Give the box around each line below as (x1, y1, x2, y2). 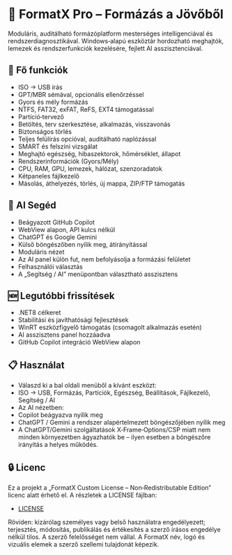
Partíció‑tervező (17, 112, 65, 121)
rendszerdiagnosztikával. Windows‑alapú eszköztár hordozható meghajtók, (8, 36, 224, 45)
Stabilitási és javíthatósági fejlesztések (17, 316, 129, 324)
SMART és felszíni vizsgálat (17, 142, 98, 151)
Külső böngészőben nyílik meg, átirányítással (17, 240, 148, 248)
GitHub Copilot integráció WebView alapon (17, 338, 141, 347)
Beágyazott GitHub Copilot (17, 218, 95, 226)
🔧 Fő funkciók (8, 64, 68, 76)
